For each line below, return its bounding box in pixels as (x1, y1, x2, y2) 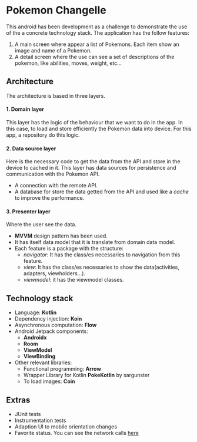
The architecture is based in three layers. (6, 92, 106, 99)
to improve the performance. (14, 194, 85, 202)
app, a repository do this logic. (6, 131, 81, 138)
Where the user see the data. (6, 221, 76, 228)
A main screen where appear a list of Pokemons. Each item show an (14, 41, 179, 48)
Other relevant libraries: (14, 359, 72, 366)
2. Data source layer (6, 145, 56, 152)
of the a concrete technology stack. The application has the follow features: (6, 29, 190, 36)
